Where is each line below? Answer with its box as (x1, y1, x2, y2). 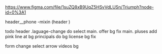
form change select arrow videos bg (5, 43, 79, 49)
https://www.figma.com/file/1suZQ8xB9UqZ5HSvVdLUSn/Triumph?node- (5, 4, 154, 10)
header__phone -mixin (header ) (5, 19, 70, 25)
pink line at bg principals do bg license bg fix (5, 34, 96, 39)
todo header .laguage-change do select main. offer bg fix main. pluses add (5, 28, 158, 34)
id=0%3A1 (5, 9, 26, 15)
